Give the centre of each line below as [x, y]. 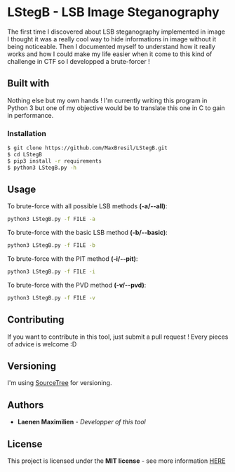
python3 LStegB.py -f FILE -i [52, 272]
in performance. [31, 115]
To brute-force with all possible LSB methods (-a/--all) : [87, 206]
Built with [28, 84]
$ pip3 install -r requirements [54, 161]
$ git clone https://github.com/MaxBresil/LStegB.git [88, 148]
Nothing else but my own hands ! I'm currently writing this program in [107, 100]
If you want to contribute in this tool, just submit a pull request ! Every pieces [118, 337]
